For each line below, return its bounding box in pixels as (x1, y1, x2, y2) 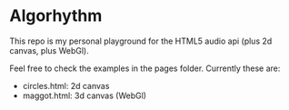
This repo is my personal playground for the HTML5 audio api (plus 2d (9, 35, 273, 46)
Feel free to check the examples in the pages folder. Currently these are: (9, 63, 281, 74)
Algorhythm (9, 5, 103, 26)
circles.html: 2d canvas (22, 80, 110, 91)
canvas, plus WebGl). (9, 45, 89, 55)
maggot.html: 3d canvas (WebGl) (22, 90, 147, 101)
